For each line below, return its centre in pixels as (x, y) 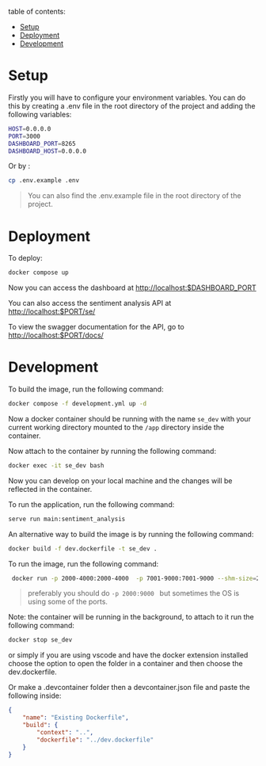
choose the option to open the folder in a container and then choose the (125, 664)
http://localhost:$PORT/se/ (52, 311)
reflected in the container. (50, 489)
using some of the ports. (68, 602)
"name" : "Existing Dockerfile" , (76, 718)
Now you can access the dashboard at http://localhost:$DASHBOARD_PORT (132, 288)
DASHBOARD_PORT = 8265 (42, 143)
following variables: (40, 114)
